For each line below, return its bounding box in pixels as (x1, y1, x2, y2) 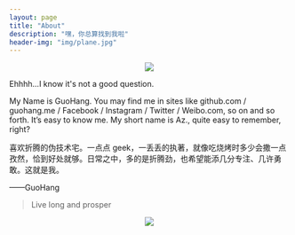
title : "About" (9, 21, 66, 30)
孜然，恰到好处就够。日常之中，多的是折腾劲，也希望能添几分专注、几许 (9, 153, 274, 164)
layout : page (9, 12, 58, 22)
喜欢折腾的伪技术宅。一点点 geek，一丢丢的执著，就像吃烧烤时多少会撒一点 (9, 143, 287, 153)
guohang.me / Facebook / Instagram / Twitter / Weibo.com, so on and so (9, 106, 275, 116)
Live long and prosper (30, 200, 112, 210)
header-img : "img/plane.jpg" (9, 37, 117, 47)
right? (9, 124, 31, 135)
